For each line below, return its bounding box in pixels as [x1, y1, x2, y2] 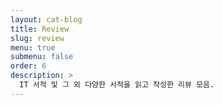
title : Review [10, 24, 70, 34]
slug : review [10, 33, 65, 43]
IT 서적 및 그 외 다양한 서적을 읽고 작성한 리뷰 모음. [19, 80, 215, 90]
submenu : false [10, 52, 74, 62]
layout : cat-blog [10, 14, 83, 25]
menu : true [10, 42, 56, 53]
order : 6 [10, 61, 47, 71]
